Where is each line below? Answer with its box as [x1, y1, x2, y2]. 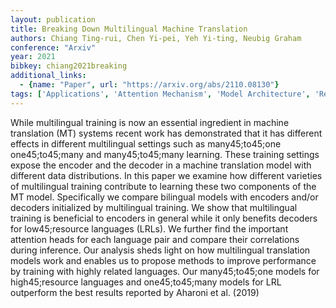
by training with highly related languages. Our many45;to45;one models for [10, 265, 320, 277]
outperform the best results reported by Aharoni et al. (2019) [10, 286, 260, 298]
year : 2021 [10, 52, 56, 62]
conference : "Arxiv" [10, 42, 97, 53]
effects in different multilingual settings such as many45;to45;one [10, 137, 282, 150]
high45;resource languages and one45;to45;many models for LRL [10, 276, 282, 288]
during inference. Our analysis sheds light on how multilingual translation [10, 244, 311, 256]
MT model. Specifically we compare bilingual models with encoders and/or [10, 191, 319, 203]
